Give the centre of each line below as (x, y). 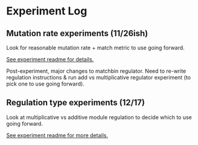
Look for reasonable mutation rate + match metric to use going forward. (96, 48)
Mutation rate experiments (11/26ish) (77, 33)
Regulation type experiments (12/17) (75, 103)
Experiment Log (47, 11)
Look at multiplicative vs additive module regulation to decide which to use (99, 117)
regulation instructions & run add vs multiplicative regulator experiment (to (99, 77)
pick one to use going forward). (45, 84)
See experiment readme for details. (50, 59)
